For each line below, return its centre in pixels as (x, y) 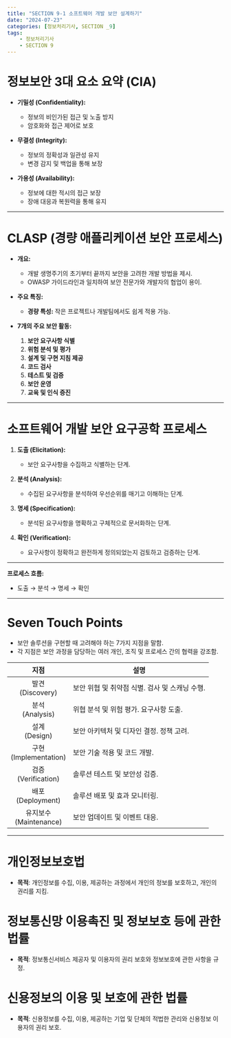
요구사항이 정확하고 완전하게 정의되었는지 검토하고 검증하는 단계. (114, 552)
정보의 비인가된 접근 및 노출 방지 (70, 117)
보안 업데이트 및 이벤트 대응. (116, 817)
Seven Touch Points (65, 623)
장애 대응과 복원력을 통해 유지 (67, 201)
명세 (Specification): (46, 508)
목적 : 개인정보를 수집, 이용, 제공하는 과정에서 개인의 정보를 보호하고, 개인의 (117, 882)
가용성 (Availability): (46, 178)
